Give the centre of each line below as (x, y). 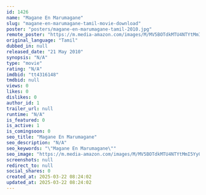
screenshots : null (30, 160)
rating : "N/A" (25, 69)
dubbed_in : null (27, 46)
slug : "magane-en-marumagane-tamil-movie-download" (74, 23)
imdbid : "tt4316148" (33, 75)
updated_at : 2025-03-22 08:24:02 (49, 183)
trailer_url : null (30, 109)
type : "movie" (25, 63)
